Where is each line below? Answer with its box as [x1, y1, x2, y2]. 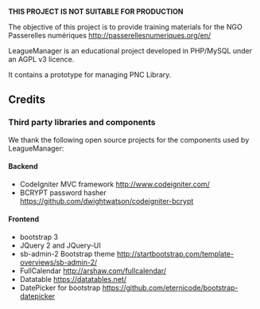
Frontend [8, 214, 40, 224]
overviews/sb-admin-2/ [19, 258, 98, 268]
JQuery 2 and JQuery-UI [19, 241, 101, 250]
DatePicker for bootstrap [19, 283, 101, 293]
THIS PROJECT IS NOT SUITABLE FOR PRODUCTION [8, 7, 184, 16]
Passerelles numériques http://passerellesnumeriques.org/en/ [8, 31, 211, 40]
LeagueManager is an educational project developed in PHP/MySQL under [8, 46, 253, 55]
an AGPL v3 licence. [8, 55, 75, 64]
